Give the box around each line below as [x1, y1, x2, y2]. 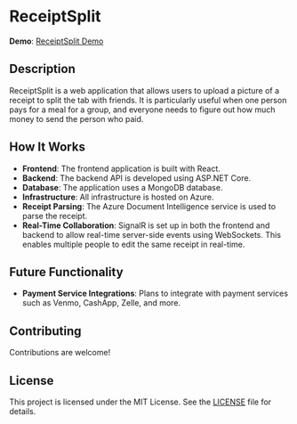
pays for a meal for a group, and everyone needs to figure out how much [9, 104, 276, 115]
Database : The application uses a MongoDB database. [21, 182, 223, 192]
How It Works [9, 140, 86, 155]
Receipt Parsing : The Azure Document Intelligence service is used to [21, 200, 277, 211]
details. [9, 406, 36, 416]
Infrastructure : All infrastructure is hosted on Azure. [21, 192, 215, 202]
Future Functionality [9, 265, 124, 280]
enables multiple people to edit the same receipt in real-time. [21, 239, 245, 249]
